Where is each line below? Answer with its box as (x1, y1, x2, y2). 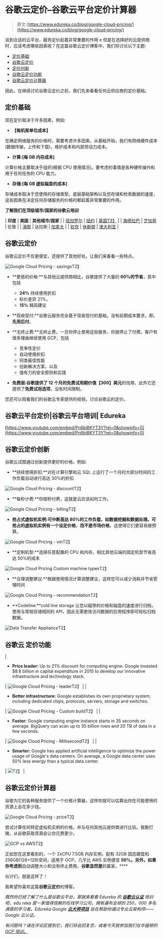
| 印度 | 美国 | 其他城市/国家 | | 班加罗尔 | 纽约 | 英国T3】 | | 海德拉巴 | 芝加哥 (5, 218, 157, 223)
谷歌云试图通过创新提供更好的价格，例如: (5, 459, 87, 465)
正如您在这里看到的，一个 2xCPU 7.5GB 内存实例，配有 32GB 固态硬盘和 (5, 851, 149, 857)
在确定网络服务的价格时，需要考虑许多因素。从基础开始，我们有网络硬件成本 (5, 138, 158, 143)
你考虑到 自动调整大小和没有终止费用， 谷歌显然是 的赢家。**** (5, 863, 128, 869)
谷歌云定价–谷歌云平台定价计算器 (5, 4, 137, 16)
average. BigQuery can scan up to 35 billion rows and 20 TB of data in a (12, 723, 156, 729)
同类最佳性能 (19, 357, 45, 363)
